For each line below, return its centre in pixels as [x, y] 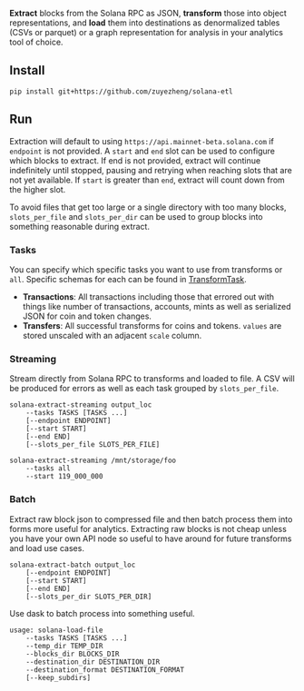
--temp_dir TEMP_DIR [64, 646]
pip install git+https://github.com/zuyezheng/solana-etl [121, 91]
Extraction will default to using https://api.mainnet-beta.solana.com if [142, 141]
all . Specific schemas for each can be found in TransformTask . [128, 279]
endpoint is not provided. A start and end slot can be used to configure [142, 151]
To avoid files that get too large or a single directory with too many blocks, [148, 207]
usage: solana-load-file [56, 630]
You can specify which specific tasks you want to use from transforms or [146, 269]
